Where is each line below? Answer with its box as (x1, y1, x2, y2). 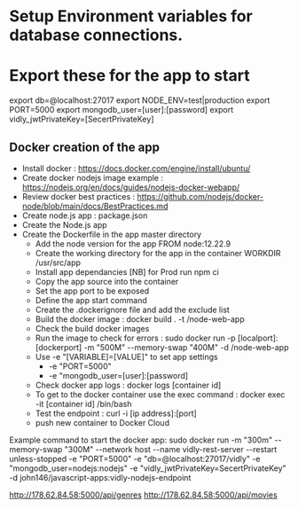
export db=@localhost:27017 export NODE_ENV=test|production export (9, 95, 271, 106)
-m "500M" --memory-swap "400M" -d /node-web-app (83, 341, 289, 352)
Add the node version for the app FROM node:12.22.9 (35, 238, 231, 249)
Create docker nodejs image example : (21, 172, 164, 183)
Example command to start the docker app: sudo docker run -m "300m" (9, 435, 273, 445)
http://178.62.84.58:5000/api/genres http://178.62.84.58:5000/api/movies (9, 489, 278, 500)
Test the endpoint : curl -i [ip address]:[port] (35, 408, 197, 419)
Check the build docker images (35, 323, 150, 333)
